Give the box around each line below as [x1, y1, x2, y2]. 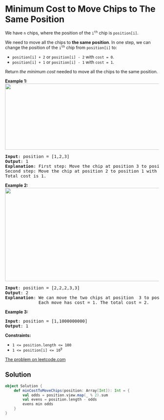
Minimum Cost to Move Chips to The [5, 3, 156, 15]
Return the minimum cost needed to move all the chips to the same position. [5, 68, 158, 74]
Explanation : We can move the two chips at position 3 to [5, 295, 150, 300]
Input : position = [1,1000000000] [5, 318, 88, 324]
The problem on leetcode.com [5, 356, 66, 362]
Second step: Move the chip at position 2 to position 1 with [5, 168, 157, 174]
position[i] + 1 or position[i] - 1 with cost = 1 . [12, 59, 115, 65]
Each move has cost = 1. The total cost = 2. [38, 300, 150, 305]
